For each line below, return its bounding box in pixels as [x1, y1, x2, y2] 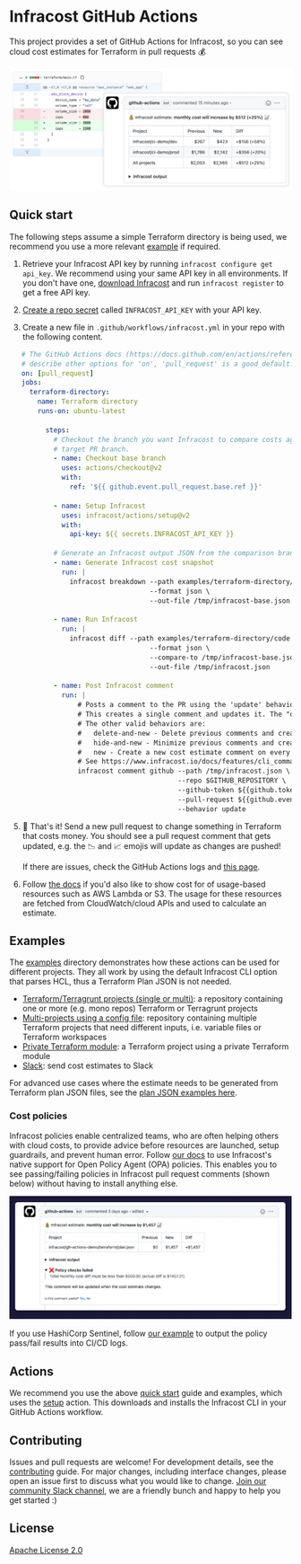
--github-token [177, 786, 235, 795]
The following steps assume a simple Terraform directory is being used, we [9, 231, 288, 242]
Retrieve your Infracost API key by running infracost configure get [21, 258, 273, 269]
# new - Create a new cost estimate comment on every [77, 747, 291, 756]
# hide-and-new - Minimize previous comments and [77, 738, 275, 747]
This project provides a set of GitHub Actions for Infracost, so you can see [9, 36, 284, 47]
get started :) [9, 1494, 57, 1506]
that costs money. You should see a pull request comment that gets [21, 830, 271, 841]
